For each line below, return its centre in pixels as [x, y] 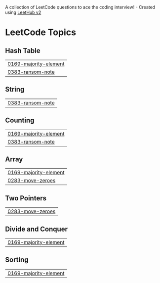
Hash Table [23, 51]
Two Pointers [26, 198]
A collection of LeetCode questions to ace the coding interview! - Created [80, 7]
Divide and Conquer [37, 229]
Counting [20, 120]
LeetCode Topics [41, 32]
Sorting [17, 260]
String [15, 89]
